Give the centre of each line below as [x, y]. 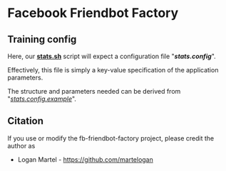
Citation [26, 121]
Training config [42, 39]
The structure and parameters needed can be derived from [94, 91]
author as [21, 145]
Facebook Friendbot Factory [93, 13]
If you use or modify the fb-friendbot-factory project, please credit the [111, 138]
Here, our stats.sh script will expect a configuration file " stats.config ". [112, 56]
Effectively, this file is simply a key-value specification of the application [113, 70]
